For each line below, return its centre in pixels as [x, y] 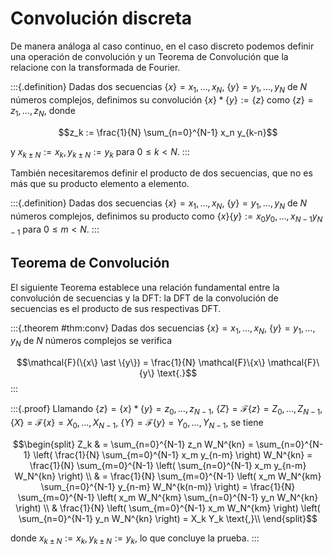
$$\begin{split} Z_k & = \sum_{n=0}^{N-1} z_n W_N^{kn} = [133, 444]
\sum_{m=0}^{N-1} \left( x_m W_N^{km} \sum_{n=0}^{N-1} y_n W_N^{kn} [168, 497]
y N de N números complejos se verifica [91, 342]
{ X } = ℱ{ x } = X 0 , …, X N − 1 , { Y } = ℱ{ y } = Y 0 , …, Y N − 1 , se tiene [137, 423]
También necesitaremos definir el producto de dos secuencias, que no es [161, 173]
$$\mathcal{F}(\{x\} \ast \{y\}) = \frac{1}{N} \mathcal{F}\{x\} [141, 363]
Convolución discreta [101, 18]
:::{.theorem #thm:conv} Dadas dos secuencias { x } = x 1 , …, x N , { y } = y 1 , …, [163, 329]
